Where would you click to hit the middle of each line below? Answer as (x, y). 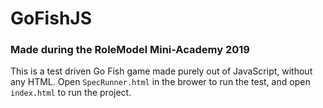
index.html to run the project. (71, 93)
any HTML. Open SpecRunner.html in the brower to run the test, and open (160, 82)
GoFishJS (51, 18)
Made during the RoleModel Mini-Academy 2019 (130, 50)
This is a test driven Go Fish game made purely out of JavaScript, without (161, 71)
